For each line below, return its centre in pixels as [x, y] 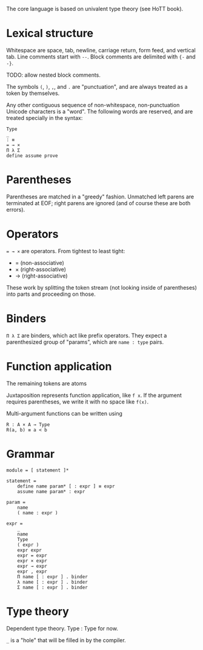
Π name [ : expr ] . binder [52, 577]
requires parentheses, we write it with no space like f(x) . [78, 402]
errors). [16, 209]
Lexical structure [50, 33]
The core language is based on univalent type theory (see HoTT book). [95, 9]
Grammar [31, 454]
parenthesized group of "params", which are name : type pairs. [85, 342]
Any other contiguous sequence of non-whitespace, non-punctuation [93, 105]
